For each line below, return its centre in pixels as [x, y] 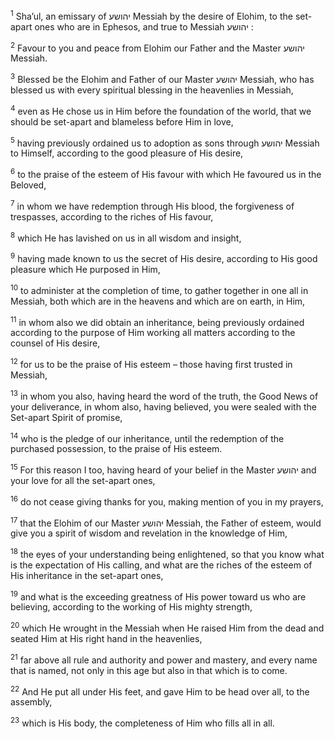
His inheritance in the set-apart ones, [87, 575]
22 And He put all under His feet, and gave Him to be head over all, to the [160, 691]
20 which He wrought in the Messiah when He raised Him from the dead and [167, 627]
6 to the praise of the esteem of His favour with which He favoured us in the [166, 173]
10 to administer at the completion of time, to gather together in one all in [159, 289]
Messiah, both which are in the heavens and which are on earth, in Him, [158, 301]
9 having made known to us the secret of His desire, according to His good [164, 257]
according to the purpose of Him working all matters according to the [153, 333]
